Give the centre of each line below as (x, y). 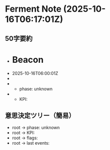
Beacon (28, 60)
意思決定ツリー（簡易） (40, 115)
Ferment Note (33, 9)
